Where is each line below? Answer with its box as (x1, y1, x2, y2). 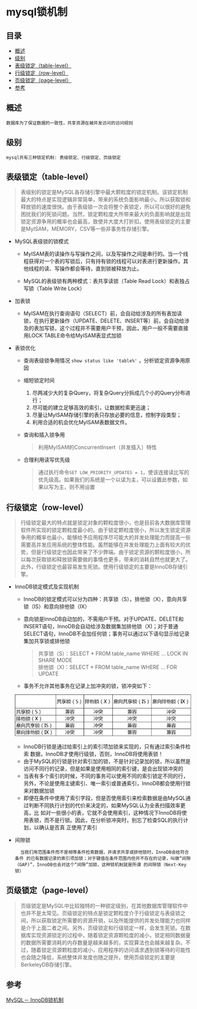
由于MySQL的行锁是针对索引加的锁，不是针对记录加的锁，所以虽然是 (23, 757, 191, 765)
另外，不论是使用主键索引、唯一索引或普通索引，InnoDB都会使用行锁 (23, 780, 191, 787)
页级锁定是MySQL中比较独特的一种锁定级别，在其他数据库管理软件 (20, 902, 183, 909)
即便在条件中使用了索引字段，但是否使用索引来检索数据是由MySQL (23, 794, 186, 801)
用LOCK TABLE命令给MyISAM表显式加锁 (23, 332, 122, 339)
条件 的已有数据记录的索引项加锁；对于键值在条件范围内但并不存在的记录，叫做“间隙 (14, 855, 191, 861)
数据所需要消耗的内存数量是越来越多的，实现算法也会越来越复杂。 (25, 939, 186, 946)
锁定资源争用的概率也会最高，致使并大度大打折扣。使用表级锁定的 (20, 218, 181, 225)
